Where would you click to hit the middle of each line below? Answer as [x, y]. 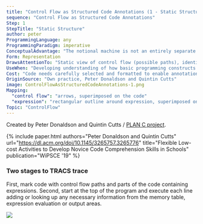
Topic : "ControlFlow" [34, 107]
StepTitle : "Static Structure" [46, 29]
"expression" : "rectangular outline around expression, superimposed [101, 101]
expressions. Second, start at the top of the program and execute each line [100, 190]
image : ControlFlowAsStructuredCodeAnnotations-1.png [76, 85]
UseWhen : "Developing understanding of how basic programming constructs [101, 68]
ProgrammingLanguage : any [39, 40]
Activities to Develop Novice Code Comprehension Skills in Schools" [104, 149]
